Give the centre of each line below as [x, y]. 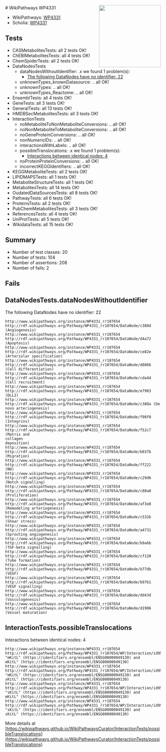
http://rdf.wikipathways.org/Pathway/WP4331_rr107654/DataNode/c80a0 [78, 491]
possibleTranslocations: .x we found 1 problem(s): [70, 150]
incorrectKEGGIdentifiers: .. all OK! [55, 166]
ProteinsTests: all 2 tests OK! [41, 203]
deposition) [17, 443]
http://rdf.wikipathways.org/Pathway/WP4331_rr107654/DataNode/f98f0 [78, 417]
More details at [20, 723]
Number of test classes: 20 [40, 252]
